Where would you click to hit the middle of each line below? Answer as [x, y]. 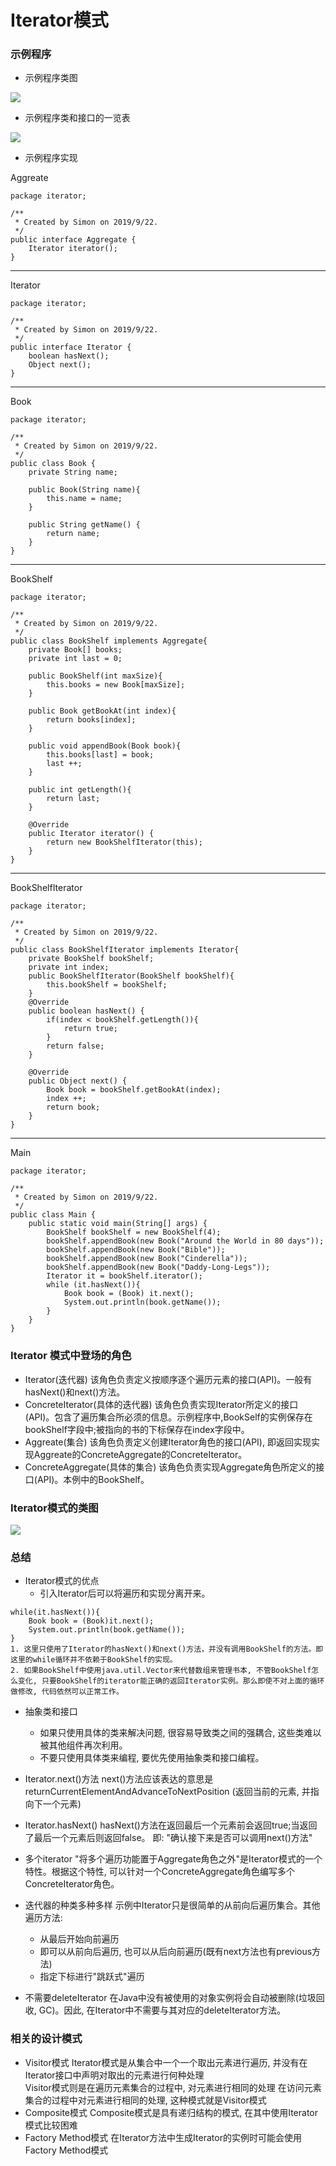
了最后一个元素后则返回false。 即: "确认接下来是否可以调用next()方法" [168, 1838]
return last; [73, 799]
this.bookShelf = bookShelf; [107, 985]
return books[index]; [91, 720]
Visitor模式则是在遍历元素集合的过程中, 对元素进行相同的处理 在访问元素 [173, 2087]
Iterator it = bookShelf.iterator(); [124, 1276]
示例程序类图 [51, 78]
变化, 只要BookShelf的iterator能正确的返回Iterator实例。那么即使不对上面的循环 [171, 1681]
